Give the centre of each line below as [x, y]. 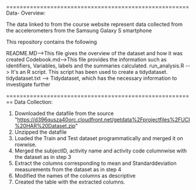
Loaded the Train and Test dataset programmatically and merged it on [99, 138]
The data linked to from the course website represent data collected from [94, 24]
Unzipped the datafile [41, 132]
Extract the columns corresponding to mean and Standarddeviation [95, 163]
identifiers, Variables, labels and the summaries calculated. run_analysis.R [95, 66]
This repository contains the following [52, 42]
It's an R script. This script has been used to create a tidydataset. [89, 72]
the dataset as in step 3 [43, 157]
